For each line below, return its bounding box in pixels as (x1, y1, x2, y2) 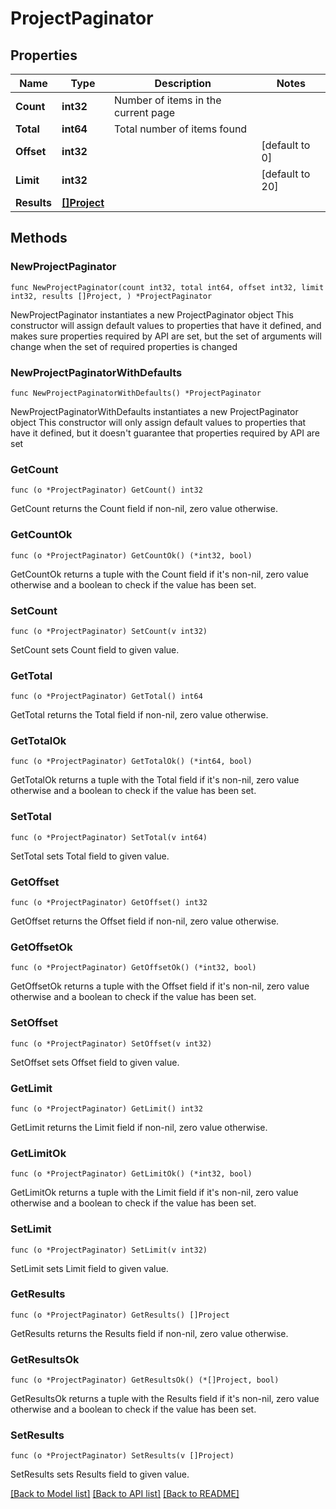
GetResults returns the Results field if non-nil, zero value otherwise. (10, 1327, 289, 1339)
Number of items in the (114, 93, 222, 107)
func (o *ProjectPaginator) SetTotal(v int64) (10, 832, 208, 842)
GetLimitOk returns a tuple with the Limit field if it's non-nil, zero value (10, 1187, 299, 1199)
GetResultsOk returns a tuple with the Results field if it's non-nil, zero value (10, 1393, 320, 1405)
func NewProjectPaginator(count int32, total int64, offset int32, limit (10, 282, 325, 292)
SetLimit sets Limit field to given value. (10, 1262, 169, 1274)
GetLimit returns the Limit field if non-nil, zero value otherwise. (10, 1121, 268, 1133)
